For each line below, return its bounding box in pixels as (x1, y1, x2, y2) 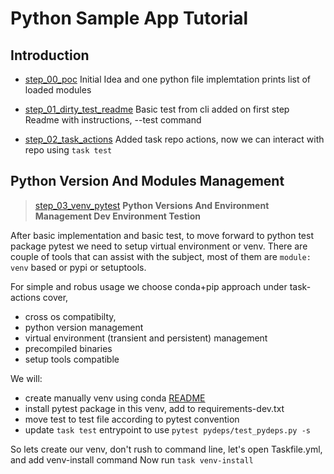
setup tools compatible (24, 353, 120, 365)
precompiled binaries (24, 342, 113, 354)
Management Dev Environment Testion (34, 210, 201, 222)
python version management (24, 321, 144, 333)
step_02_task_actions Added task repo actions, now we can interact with (24, 133, 325, 145)
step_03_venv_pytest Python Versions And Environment (34, 199, 270, 211)
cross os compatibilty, (24, 310, 117, 322)
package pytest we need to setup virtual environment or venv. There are (10, 240, 308, 252)
